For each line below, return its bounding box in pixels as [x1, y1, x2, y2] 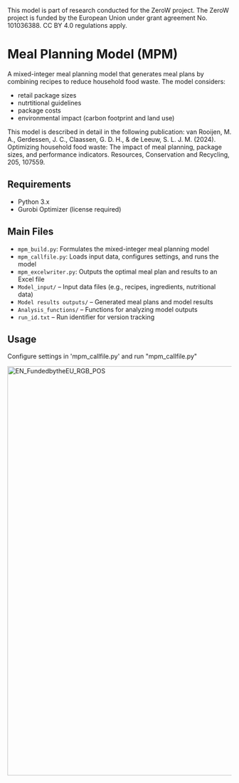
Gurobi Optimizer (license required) [17, 204, 122, 213]
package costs [17, 106, 62, 115]
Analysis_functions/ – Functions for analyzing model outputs [17, 305, 198, 313]
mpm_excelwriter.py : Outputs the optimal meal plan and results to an [17, 267, 218, 276]
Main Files [7, 226, 54, 238]
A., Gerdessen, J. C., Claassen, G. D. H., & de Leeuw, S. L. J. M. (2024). [7, 135, 216, 143]
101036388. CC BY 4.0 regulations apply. [7, 21, 128, 29]
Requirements [7, 178, 71, 191]
